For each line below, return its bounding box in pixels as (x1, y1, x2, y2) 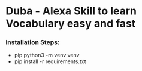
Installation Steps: (5, 38, 60, 47)
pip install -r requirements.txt (14, 58, 86, 65)
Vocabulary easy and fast (5, 17, 136, 30)
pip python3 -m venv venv (14, 52, 80, 59)
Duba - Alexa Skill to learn (5, 4, 137, 18)
